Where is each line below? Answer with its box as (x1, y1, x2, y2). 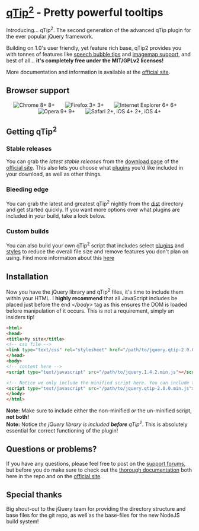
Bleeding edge (6, 185, 49, 193)
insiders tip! (6, 313, 35, 320)
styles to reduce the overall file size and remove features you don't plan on (6, 248, 189, 255)
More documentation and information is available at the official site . (6, 68, 171, 75)
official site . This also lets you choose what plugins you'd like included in (6, 164, 184, 171)
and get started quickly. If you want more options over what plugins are (6, 206, 181, 214)
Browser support (6, 85, 70, 96)
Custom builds (6, 227, 49, 236)
